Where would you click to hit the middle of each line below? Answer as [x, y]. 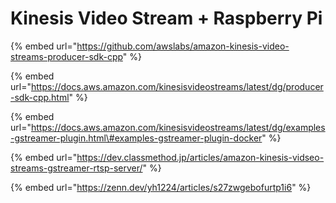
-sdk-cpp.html [40, 97]
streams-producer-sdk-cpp [66, 56]
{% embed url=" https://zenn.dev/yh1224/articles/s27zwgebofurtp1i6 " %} [161, 187]
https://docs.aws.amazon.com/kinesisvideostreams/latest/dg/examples [178, 127]
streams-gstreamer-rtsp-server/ [76, 168]
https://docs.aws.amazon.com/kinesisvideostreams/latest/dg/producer [177, 86]
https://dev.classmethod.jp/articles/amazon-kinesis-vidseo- [200, 157]
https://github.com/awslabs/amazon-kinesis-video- [183, 46]
